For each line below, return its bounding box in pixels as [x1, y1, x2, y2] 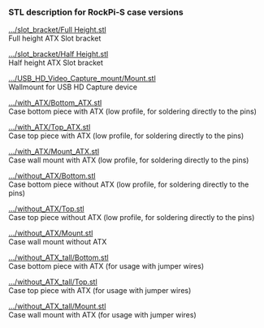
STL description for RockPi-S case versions [8, 6, 184, 18]
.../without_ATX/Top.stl [8, 204, 84, 214]
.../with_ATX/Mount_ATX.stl [8, 147, 100, 157]
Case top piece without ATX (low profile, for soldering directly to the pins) [8, 213, 255, 222]
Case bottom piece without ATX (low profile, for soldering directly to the [8, 179, 249, 189]
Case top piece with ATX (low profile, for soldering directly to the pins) [8, 131, 245, 140]
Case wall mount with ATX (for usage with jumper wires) [8, 310, 197, 320]
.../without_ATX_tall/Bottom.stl [8, 252, 109, 262]
